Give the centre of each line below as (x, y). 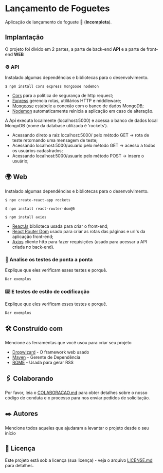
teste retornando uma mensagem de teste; (55, 140)
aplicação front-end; (33, 236)
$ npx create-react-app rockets (38, 200)
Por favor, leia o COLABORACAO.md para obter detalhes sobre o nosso (76, 393)
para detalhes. (19, 465)
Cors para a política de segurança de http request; (63, 96)
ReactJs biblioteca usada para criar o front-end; (60, 226)
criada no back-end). (33, 247)
